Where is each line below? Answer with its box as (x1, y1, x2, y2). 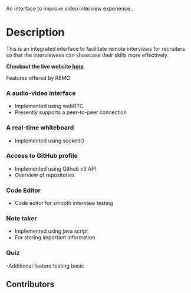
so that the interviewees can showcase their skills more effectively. (6, 51, 169, 58)
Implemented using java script (14, 227, 88, 235)
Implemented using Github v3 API (14, 165, 96, 172)
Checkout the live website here (6, 63, 84, 70)
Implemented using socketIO (14, 137, 84, 144)
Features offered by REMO (6, 74, 71, 82)
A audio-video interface (6, 89, 76, 97)
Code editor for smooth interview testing (14, 200, 114, 207)
